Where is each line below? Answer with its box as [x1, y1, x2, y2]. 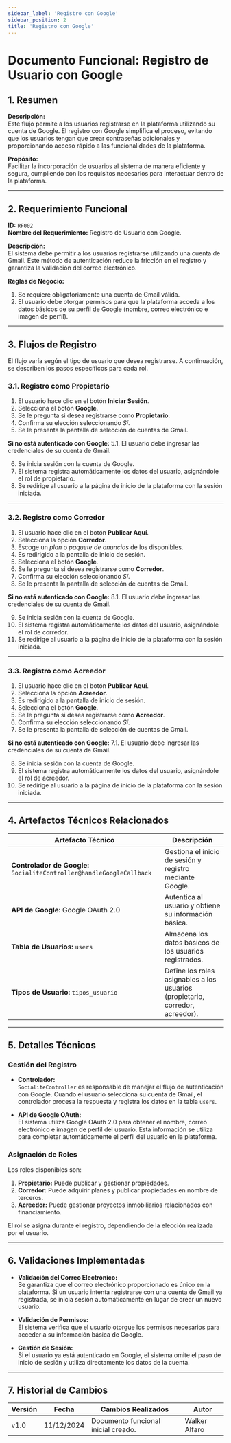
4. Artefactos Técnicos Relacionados [8, 815, 169, 827]
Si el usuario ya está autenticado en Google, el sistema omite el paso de [17, 1350, 221, 1359]
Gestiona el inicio [164, 846, 220, 856]
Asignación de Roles [8, 1150, 77, 1159]
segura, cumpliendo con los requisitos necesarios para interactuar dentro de [8, 170, 224, 178]
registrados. [164, 955, 204, 965]
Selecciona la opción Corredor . [17, 535, 107, 544]
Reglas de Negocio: [8, 277, 64, 286]
